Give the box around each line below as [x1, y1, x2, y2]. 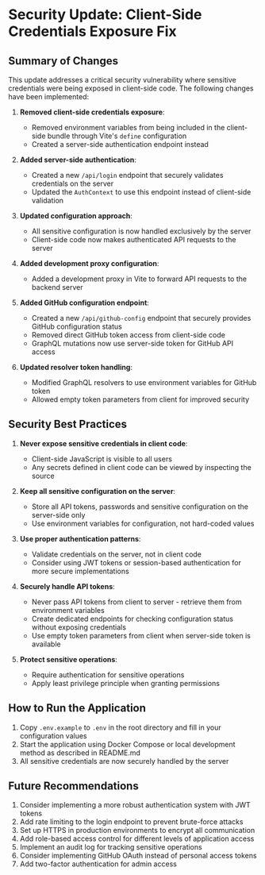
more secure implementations [31, 566, 129, 576]
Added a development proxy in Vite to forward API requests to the [31, 274, 248, 283]
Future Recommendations [8, 780, 139, 793]
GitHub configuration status [31, 322, 123, 331]
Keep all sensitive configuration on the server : [19, 486, 176, 495]
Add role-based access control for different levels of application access [19, 834, 255, 843]
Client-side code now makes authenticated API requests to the [31, 235, 236, 244]
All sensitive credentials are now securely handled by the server [19, 756, 229, 765]
